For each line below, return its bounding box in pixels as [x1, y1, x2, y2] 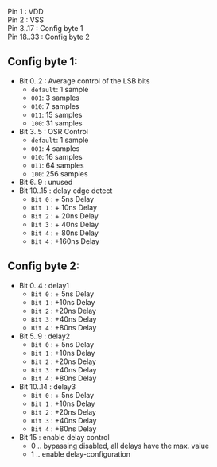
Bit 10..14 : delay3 [18, 381, 76, 392]
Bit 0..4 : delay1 [18, 280, 69, 290]
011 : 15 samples [30, 110, 83, 119]
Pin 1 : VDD [7, 7, 45, 16]
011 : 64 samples [30, 160, 84, 170]
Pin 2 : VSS [7, 15, 45, 25]
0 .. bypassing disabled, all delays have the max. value [30, 441, 210, 450]
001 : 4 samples [30, 143, 80, 153]
